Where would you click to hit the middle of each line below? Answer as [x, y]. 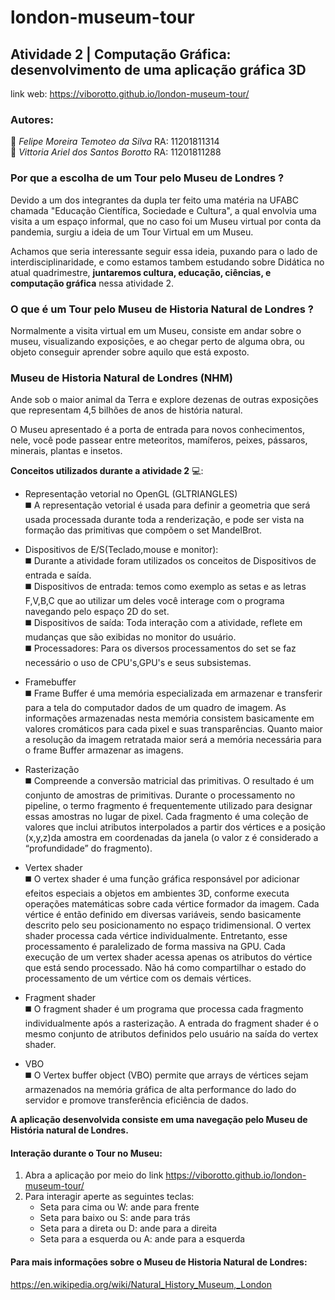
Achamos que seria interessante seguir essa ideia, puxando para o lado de [164, 251]
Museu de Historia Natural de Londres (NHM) [121, 378]
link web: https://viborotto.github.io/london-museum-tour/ [130, 94]
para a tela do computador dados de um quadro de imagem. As [155, 708]
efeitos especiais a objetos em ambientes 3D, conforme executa [157, 893]
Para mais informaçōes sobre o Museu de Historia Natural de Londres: [159, 1262]
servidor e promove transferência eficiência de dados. [136, 1100]
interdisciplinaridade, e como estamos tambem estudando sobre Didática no [167, 262]
